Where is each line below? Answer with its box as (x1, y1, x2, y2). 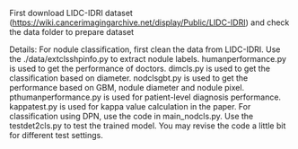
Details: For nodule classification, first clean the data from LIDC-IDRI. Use (9, 44, 281, 55)
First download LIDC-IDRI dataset (9, 8, 133, 18)
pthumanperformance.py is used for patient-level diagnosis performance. (9, 92, 281, 102)
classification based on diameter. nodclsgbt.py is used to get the (9, 73, 249, 83)
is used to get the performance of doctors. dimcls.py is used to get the (9, 63, 271, 74)
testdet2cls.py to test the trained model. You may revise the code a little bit (9, 120, 286, 131)
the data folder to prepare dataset (9, 27, 135, 37)
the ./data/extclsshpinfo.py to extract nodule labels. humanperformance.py (9, 54, 287, 64)
